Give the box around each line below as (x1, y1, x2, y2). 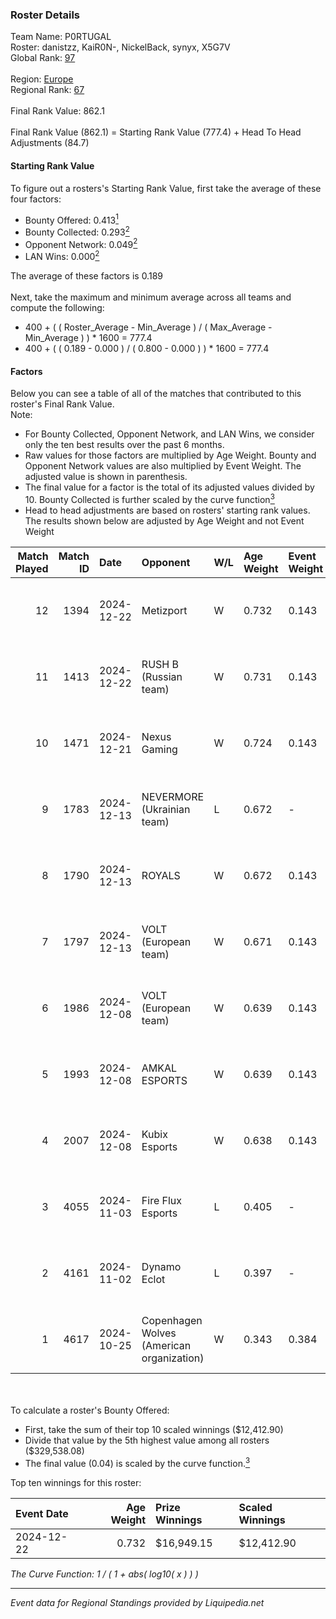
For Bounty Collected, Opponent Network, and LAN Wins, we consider (24, 428, 315, 440)
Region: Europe (10, 73, 74, 85)
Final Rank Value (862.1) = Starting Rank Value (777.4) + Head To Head (10, 126, 302, 138)
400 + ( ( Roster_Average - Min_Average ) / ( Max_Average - (24, 321, 273, 333)
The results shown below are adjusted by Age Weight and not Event (24, 514, 305, 527)
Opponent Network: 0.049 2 (24, 236, 138, 250)
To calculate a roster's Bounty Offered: (10, 1404, 170, 1416)
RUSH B (141, 657, 179, 671)
